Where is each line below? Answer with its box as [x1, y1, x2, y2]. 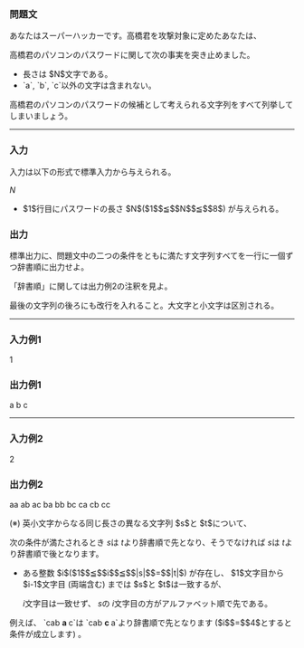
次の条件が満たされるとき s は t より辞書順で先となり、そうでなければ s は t [9, 537, 285, 548]
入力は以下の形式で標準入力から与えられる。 [9, 166, 176, 177]
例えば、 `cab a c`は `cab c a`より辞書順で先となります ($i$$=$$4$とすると [9, 617, 292, 628]
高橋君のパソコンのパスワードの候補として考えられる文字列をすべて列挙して [9, 100, 294, 110]
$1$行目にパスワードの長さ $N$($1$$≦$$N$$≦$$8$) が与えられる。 [22, 203, 284, 214]
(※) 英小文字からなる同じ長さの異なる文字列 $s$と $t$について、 [9, 518, 252, 529]
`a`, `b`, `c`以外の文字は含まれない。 [22, 80, 157, 91]
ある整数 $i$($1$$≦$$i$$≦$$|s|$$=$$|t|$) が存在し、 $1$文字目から [22, 567, 285, 578]
